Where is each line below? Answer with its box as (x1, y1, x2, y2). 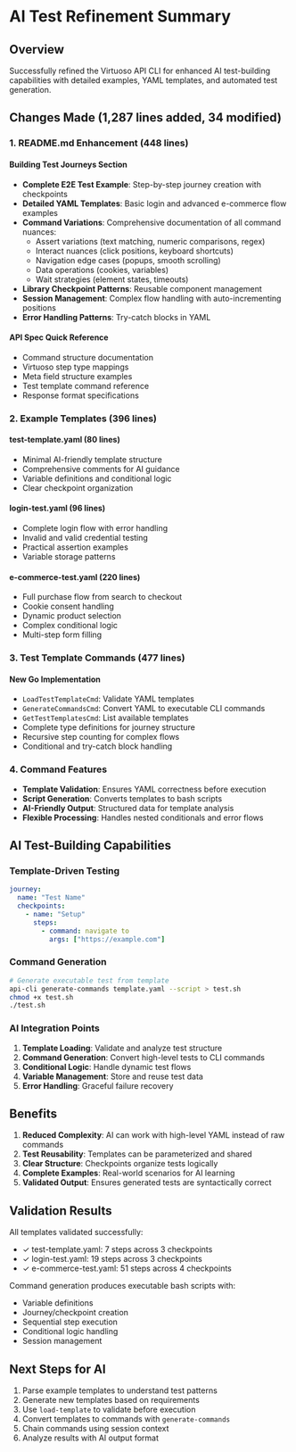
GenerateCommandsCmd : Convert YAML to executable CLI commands (21, 703, 266, 714)
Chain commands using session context (21, 1423, 169, 1434)
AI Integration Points (9, 1022, 100, 1034)
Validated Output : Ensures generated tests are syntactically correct (21, 1177, 272, 1188)
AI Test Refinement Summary (9, 6, 232, 27)
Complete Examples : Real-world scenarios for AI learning (21, 1167, 235, 1179)
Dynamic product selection (21, 610, 122, 621)
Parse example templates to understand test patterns (21, 1385, 218, 1396)
